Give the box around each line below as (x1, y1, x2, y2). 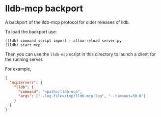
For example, (5, 66, 32, 72)
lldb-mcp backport (5, 3, 83, 14)
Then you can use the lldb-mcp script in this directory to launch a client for (5, 51, 156, 57)
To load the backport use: (5, 29, 57, 34)
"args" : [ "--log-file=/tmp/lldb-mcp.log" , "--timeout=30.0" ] (18, 94, 146, 99)
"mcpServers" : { (9, 80, 43, 85)
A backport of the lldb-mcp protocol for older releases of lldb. (5, 19, 130, 25)
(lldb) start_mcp (5, 42, 41, 47)
